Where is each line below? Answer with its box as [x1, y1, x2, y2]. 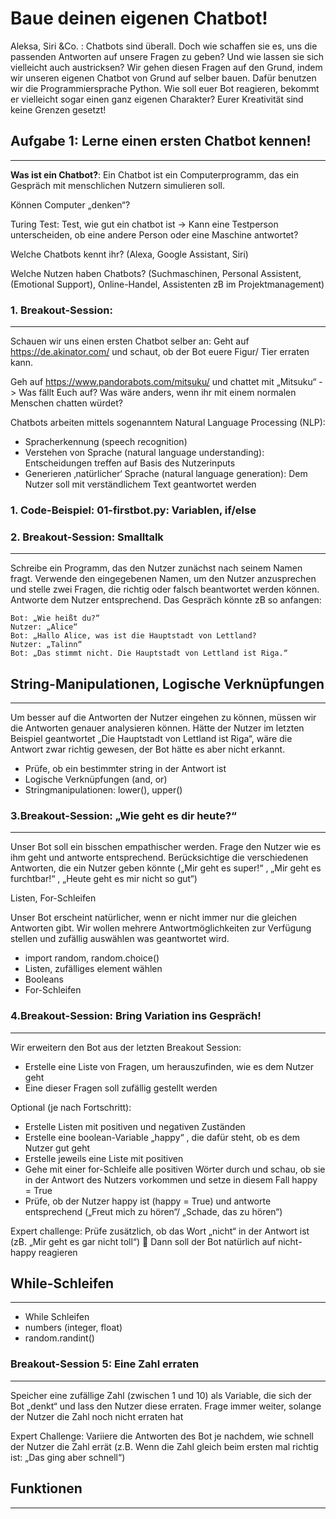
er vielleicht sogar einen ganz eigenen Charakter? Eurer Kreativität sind [10, 93, 304, 105]
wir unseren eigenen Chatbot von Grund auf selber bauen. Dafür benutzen [10, 72, 317, 84]
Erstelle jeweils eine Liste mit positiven [24, 1152, 184, 1164]
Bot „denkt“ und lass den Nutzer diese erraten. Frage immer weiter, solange [10, 1400, 322, 1412]
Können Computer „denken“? [10, 198, 131, 211]
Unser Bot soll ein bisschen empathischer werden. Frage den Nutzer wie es [10, 841, 322, 853]
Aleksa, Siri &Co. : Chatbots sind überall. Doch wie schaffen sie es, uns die [10, 40, 318, 52]
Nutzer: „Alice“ [10, 622, 78, 632]
